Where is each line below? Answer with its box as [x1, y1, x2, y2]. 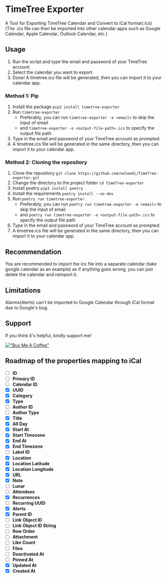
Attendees [12, 488, 35, 494]
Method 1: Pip [5, 92, 39, 99]
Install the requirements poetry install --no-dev [12, 190, 114, 196]
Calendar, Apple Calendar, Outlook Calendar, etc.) [5, 31, 108, 37]
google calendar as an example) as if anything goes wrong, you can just [5, 266, 153, 272]
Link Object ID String [12, 522, 56, 529]
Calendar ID [12, 381, 38, 387]
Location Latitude [12, 460, 50, 466]
